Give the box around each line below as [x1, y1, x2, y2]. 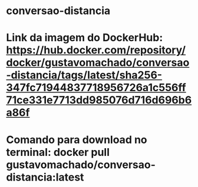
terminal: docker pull [6, 145, 110, 159]
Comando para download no [6, 133, 147, 146]
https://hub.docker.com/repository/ [6, 44, 186, 57]
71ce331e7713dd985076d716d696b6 [6, 93, 192, 107]
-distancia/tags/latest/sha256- [6, 69, 163, 82]
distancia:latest [6, 171, 84, 183]
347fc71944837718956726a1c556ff [6, 81, 187, 95]
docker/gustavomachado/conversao [6, 56, 190, 69]
